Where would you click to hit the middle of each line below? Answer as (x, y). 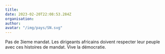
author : (13, 23)
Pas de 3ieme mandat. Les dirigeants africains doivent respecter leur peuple (82, 42)
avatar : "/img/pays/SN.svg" (34, 28)
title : (12, 10)
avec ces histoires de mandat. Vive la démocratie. (56, 47)
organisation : (20, 19)
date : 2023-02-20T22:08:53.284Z (38, 14)
